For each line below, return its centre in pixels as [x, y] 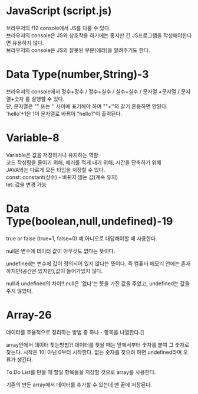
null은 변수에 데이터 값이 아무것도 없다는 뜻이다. [61, 251]
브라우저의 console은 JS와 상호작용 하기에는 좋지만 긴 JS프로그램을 [84, 35]
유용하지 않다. [28, 43]
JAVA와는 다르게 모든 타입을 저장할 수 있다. [56, 170]
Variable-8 [33, 138]
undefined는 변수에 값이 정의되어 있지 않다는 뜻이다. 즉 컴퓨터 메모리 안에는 [93, 263]
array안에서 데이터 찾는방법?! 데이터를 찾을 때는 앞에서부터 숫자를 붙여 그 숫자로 [98, 344]
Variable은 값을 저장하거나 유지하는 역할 [52, 155]
